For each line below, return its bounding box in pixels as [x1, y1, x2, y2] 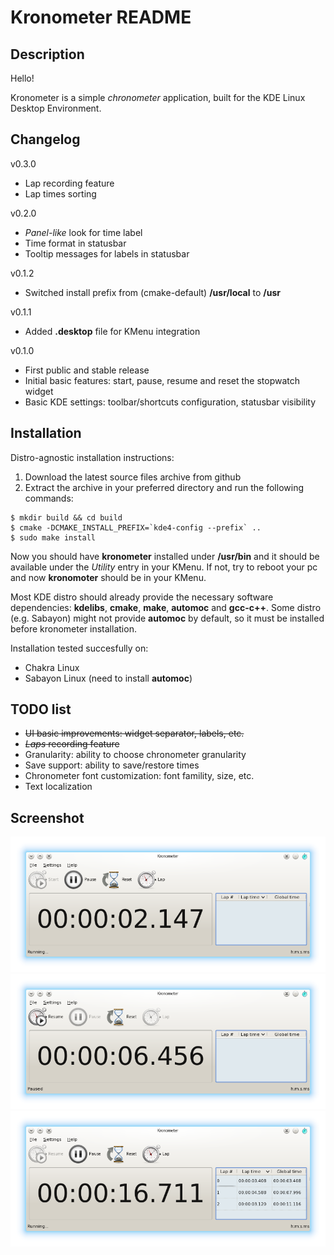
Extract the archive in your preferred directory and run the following [24, 481, 305, 493]
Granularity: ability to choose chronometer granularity [24, 749, 247, 761]
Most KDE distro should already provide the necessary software [10, 591, 274, 603]
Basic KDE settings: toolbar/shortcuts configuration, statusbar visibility [24, 396, 317, 408]
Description [10, 46, 85, 63]
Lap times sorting [24, 187, 97, 200]
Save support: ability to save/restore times [24, 759, 200, 771]
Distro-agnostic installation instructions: [10, 451, 175, 463]
